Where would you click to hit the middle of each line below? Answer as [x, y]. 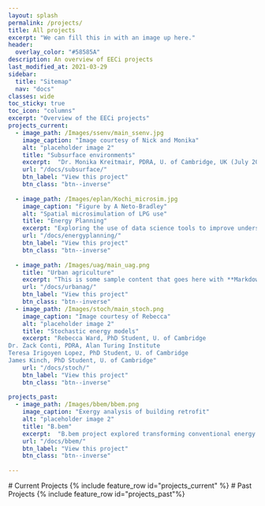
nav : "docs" [35, 89]
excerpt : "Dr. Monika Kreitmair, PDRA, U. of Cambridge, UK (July [135, 163]
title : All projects [42, 30]
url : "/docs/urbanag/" [60, 287]
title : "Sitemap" [44, 81]
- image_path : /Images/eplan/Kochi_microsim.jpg [97, 199]
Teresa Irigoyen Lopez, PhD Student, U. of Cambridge [99, 353]
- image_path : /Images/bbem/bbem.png [77, 405]
